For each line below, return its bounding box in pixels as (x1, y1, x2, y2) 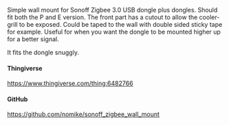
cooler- (199, 13, 220, 21)
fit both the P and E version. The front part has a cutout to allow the (7, 13, 198, 21)
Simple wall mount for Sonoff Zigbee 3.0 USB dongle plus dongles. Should (7, 6, 218, 14)
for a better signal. (7, 35, 60, 43)
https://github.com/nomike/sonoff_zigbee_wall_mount (7, 110, 160, 119)
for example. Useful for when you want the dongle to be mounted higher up (7, 27, 221, 36)
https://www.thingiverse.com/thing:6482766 (7, 79, 133, 88)
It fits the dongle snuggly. (7, 48, 79, 56)
